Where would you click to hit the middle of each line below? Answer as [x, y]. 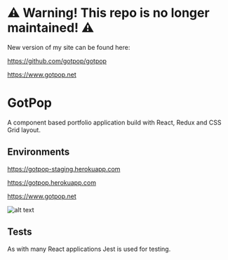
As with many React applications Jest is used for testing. [89, 249]
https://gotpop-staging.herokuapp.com [64, 169]
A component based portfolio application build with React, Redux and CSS [114, 122]
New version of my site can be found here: [69, 47]
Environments [39, 152]
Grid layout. [24, 130]
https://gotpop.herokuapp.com [52, 182]
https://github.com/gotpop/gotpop [57, 60]
